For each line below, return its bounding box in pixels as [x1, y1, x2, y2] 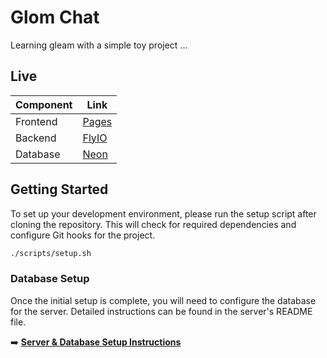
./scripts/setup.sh [10, 248, 92, 258]
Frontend [15, 114, 58, 128]
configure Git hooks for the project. [10, 229, 156, 241]
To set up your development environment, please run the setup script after [10, 207, 317, 220]
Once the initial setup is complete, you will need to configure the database [10, 294, 317, 306]
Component [15, 97, 73, 111]
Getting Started [10, 181, 109, 198]
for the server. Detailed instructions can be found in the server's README [10, 305, 313, 317]
